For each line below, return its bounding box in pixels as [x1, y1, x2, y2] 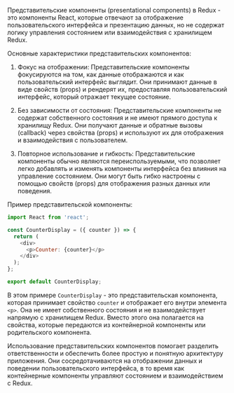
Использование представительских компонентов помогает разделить [7, 341, 219, 350]
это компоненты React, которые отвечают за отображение [7, 13, 184, 22]
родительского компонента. [7, 328, 92, 336]
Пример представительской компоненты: [7, 200, 133, 209]
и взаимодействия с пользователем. [17, 136, 128, 144]
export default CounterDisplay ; [7, 278, 102, 285]
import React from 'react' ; [7, 214, 90, 221]
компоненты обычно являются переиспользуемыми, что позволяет [17, 157, 221, 165]
